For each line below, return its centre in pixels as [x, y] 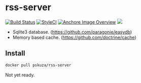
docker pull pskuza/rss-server [38, 65]
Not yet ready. [20, 75]
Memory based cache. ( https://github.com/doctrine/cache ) [74, 37]
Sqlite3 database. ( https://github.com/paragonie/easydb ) [72, 32]
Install [15, 53]
